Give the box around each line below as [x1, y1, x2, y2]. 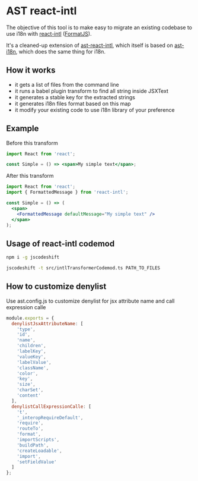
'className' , [17, 364, 49, 371]
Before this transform [6, 139, 58, 146]
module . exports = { [6, 315, 55, 321]
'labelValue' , [17, 359, 52, 365]
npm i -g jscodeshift [6, 254, 60, 260]
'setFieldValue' [17, 459, 58, 465]
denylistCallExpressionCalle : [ [11, 403, 92, 410]
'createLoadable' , [17, 448, 62, 454]
